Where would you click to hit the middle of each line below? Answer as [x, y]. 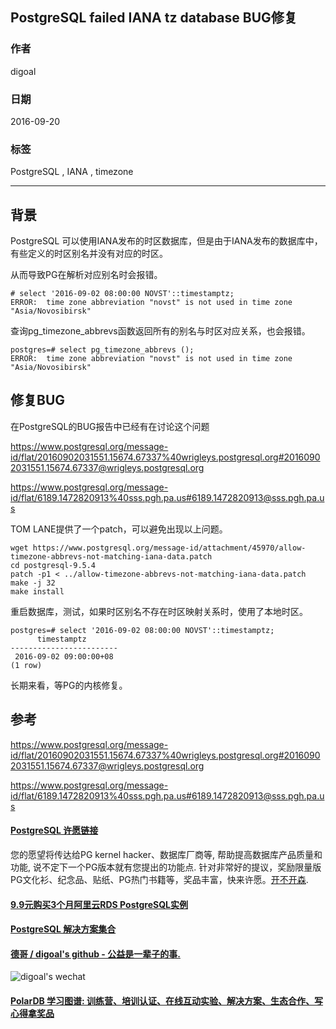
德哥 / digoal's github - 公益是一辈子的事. [95, 954]
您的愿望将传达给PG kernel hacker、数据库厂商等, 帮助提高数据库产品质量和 [166, 854]
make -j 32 [33, 583]
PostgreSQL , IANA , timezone [72, 172]
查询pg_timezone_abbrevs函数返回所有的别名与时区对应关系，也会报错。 [160, 331]
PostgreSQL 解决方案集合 [63, 929]
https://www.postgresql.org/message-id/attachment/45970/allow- [169, 548]
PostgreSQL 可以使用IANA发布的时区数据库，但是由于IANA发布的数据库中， [166, 241]
